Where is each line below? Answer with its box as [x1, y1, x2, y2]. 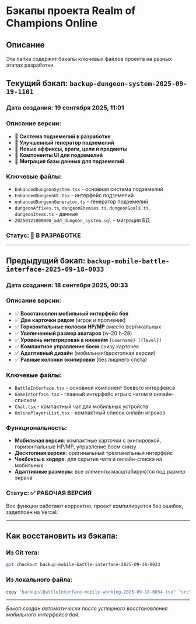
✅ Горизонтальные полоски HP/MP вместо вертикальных [14, 323, 162, 330]
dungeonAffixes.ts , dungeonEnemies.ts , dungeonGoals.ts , [14, 204, 150, 211]
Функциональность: [6, 424, 67, 432]
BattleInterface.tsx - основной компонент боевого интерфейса [14, 385, 176, 392]
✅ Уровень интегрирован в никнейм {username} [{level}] [14, 336, 162, 343]
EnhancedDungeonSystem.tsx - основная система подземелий [14, 186, 163, 193]
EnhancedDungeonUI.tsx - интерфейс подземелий [14, 191, 134, 198]
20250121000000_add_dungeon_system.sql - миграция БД [14, 217, 150, 224]
